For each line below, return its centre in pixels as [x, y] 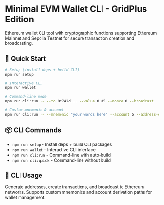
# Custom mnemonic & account [35, 110]
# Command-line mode [26, 97]
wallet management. [26, 197]
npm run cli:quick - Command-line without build [61, 160]
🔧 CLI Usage [24, 175]
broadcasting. [19, 43]
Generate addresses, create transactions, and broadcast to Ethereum [75, 187]
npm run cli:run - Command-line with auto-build [61, 155]
